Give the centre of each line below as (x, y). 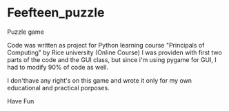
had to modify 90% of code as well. (58, 67)
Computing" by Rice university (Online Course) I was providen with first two (114, 52)
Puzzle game (26, 32)
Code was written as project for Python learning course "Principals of (106, 45)
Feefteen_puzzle (56, 13)
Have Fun (21, 101)
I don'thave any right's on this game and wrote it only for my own (99, 80)
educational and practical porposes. (58, 88)
